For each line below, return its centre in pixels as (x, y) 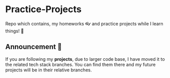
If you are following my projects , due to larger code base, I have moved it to (85, 59)
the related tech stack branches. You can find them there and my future (80, 64)
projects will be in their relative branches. (48, 70)
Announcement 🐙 (34, 47)
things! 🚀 (15, 31)
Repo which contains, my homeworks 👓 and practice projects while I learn (84, 23)
